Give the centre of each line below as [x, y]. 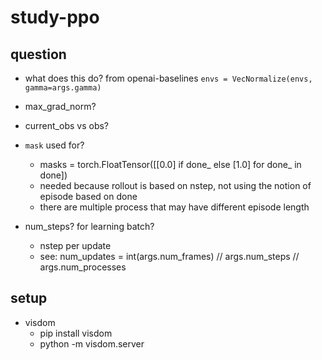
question [38, 54]
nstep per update [75, 245]
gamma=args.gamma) [63, 88]
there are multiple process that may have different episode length [174, 207]
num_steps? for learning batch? [89, 226]
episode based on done [88, 196]
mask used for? [54, 145]
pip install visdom [76, 333]
